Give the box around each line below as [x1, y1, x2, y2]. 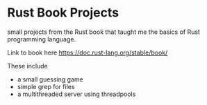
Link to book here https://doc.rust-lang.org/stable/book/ [7, 48, 168, 57]
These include [7, 61, 49, 70]
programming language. [7, 35, 76, 43]
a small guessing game [17, 75, 83, 84]
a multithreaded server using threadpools [17, 90, 136, 98]
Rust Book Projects [7, 5, 119, 21]
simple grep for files [17, 82, 75, 90]
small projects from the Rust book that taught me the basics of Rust [7, 28, 200, 36]
